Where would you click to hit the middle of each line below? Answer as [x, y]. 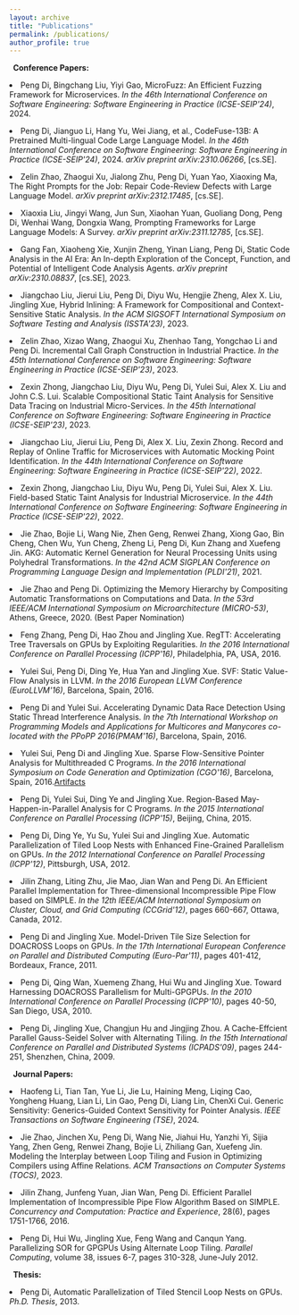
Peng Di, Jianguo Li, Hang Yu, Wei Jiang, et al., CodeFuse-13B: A [140, 131]
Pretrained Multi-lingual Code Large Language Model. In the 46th [129, 140]
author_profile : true [50, 42]
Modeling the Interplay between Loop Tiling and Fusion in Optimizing [136, 1156]
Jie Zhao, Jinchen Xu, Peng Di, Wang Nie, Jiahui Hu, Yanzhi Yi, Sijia [145, 1137]
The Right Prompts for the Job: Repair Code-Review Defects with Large [141, 186]
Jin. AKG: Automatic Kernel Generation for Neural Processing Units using [143, 553]
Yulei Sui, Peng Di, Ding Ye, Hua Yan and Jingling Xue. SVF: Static [141, 671]
